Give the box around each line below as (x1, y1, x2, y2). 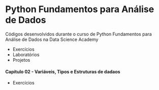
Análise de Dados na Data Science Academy (5, 36, 99, 42)
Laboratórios (12, 52, 40, 58)
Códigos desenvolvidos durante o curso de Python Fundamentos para (5, 31, 152, 37)
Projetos (12, 57, 30, 63)
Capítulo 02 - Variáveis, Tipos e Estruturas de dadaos (5, 68, 120, 74)
